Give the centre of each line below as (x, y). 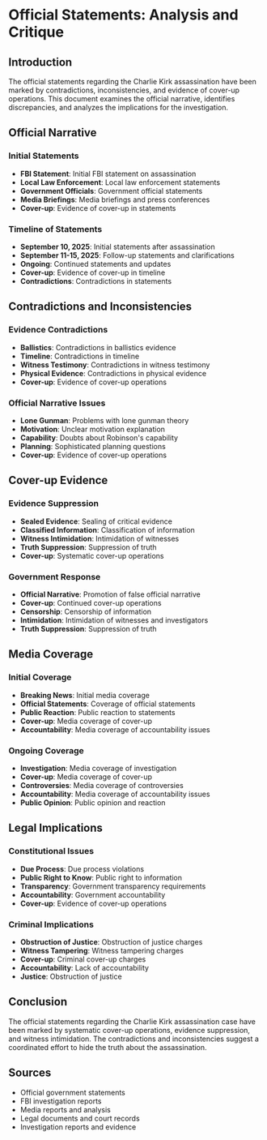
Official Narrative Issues (57, 403)
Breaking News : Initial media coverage (85, 695)
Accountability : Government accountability (93, 894)
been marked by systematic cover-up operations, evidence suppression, (129, 1030)
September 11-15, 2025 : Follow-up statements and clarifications (127, 255)
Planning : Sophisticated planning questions (93, 446)
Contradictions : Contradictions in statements (96, 281)
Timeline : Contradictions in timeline (80, 356)
